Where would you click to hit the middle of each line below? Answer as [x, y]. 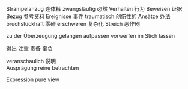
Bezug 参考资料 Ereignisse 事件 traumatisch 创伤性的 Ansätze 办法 [88, 16]
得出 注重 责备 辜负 [29, 48]
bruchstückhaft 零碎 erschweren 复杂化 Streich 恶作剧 [73, 24]
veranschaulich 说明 [31, 61]
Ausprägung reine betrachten [43, 68]
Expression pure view [33, 79]
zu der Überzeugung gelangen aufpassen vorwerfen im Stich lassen [91, 36]
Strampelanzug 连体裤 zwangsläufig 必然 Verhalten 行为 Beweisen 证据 [94, 9]
